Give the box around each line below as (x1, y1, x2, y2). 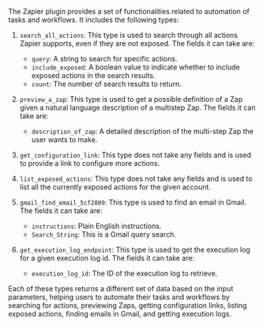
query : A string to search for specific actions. (31, 54, 178, 63)
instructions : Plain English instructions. (31, 221, 162, 230)
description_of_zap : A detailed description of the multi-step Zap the (31, 126, 254, 136)
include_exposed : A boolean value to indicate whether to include (31, 62, 241, 72)
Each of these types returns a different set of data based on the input (8, 284, 234, 293)
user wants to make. (31, 135, 98, 144)
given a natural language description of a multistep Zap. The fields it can (19, 103, 256, 112)
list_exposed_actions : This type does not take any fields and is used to (19, 174, 253, 183)
